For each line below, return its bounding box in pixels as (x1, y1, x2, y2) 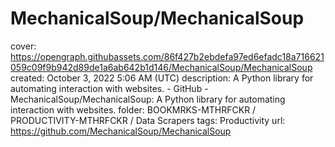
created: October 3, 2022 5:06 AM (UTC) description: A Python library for (10, 72, 314, 84)
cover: (10, 40, 37, 52)
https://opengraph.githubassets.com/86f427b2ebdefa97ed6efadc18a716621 (10, 50, 325, 62)
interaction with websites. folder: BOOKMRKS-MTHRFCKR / (10, 103, 257, 116)
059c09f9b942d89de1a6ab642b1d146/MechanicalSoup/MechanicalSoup (10, 61, 313, 73)
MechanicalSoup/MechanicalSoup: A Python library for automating (10, 93, 286, 105)
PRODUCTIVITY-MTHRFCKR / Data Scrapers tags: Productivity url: (10, 114, 286, 126)
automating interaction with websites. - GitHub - (10, 82, 209, 94)
